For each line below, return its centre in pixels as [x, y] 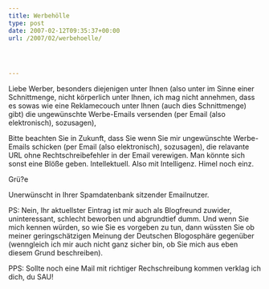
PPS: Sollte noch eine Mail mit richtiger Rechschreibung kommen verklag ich [135, 268]
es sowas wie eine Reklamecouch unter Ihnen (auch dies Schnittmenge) [128, 106]
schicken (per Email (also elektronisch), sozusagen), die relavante [141, 147]
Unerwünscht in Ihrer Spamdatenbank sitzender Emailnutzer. [109, 195]
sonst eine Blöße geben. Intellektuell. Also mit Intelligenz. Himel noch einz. [131, 164]
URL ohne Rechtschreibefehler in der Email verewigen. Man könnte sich [126, 155]
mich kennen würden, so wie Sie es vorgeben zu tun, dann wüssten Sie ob [132, 227]
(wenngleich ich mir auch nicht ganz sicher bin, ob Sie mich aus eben [123, 244]
